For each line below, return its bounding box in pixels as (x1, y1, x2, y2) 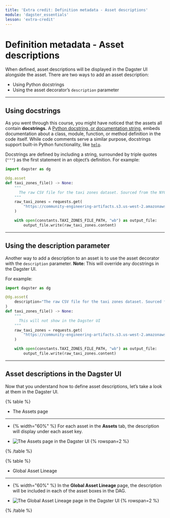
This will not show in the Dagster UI (18, 318, 101, 323)
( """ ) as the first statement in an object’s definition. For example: (5, 157, 140, 163)
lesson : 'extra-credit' (5, 17, 56, 22)
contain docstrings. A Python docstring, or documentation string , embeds (5, 125, 160, 132)
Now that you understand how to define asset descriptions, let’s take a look (5, 383, 162, 389)
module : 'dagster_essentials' (5, 12, 69, 17)
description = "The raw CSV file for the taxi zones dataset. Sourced (14, 299, 162, 305)
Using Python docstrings (12, 82, 65, 88)
